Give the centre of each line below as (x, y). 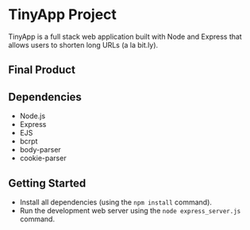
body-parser (40, 150)
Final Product (42, 70)
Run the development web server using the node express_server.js (130, 210)
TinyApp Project (63, 15)
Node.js (33, 116)
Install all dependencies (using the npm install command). (116, 202)
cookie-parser (43, 158)
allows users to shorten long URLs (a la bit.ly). (83, 44)
